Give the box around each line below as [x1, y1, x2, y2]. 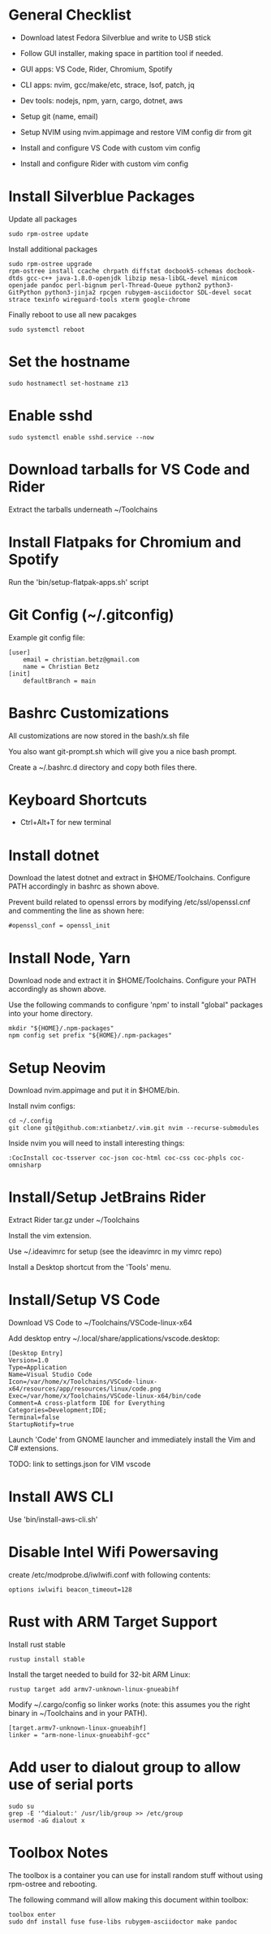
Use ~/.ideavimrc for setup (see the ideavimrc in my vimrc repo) [8, 1246, 222, 1256]
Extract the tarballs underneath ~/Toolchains [8, 504, 158, 514]
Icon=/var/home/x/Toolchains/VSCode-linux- [8, 1377, 158, 1386]
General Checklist [8, 6, 131, 24]
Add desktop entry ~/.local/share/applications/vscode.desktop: [8, 1334, 221, 1343]
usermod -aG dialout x [8, 1816, 85, 1824]
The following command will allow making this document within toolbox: [8, 1894, 249, 1905]
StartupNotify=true [8, 1421, 75, 1429]
